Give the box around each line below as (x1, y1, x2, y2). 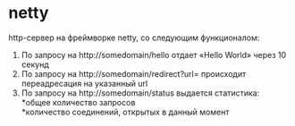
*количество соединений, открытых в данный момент (21, 106, 230, 117)
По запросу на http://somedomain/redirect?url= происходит (21, 68, 247, 79)
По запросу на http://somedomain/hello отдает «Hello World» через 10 (21, 49, 287, 60)
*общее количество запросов (21, 97, 136, 107)
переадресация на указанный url (21, 78, 148, 88)
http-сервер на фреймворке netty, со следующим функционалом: (8, 32, 260, 43)
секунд (21, 59, 50, 70)
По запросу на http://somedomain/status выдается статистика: (21, 88, 260, 98)
